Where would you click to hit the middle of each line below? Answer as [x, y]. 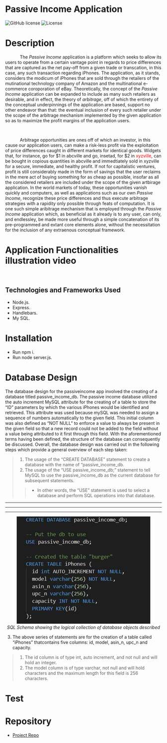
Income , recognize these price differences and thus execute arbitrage [77, 198]
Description [30, 43]
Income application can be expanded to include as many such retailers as [80, 94]
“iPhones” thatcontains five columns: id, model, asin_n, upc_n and [80, 642]
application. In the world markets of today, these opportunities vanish [76, 187]
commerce [16, 89]
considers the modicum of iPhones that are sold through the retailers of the [82, 78]
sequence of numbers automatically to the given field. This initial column [80, 418]
